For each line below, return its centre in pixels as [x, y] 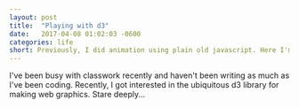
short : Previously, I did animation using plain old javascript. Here [143, 50]
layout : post [33, 17]
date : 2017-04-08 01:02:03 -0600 [75, 34]
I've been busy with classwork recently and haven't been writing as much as [149, 75]
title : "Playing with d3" [59, 26]
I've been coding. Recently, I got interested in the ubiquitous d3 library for [144, 85]
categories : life [41, 42]
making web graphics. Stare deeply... [77, 95]
